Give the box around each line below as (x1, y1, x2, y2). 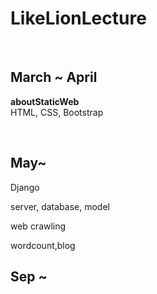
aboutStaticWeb (10, 95, 80, 107)
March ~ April (10, 69, 98, 86)
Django (10, 181, 40, 193)
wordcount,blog (10, 239, 76, 251)
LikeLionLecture (10, 7, 147, 30)
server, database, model (10, 200, 110, 212)
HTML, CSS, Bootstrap (10, 106, 104, 118)
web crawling (10, 220, 67, 232)
